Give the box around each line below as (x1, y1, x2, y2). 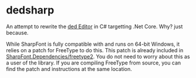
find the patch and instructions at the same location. (6, 65, 132, 72)
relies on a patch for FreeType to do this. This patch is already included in (6, 46, 184, 53)
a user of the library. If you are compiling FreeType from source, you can (6, 59, 181, 66)
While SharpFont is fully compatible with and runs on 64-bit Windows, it (6, 40, 180, 48)
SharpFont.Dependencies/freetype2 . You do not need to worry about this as (6, 53, 190, 60)
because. (6, 29, 29, 36)
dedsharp (6, 4, 55, 17)
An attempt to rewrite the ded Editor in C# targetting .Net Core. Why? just (6, 23, 183, 30)
